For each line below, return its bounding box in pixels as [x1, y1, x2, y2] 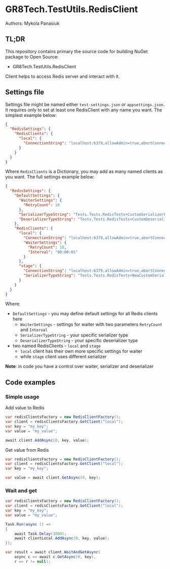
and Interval [20, 327, 48, 333]
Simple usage [5, 393, 39, 400]
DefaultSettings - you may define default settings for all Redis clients [12, 311, 158, 317]
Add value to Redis [5, 405, 45, 411]
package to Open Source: [5, 54, 59, 60]
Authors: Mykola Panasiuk [5, 20, 60, 26]
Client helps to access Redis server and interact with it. [5, 73, 120, 79]
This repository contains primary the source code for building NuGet [5, 48, 148, 54]
